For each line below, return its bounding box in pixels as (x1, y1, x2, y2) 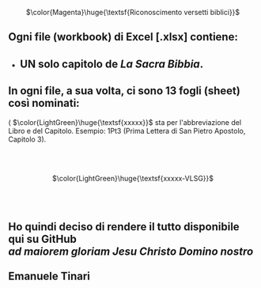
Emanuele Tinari (8, 269, 91, 282)
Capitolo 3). (8, 135, 47, 144)
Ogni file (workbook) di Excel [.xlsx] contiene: (8, 30, 239, 44)
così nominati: (8, 97, 81, 110)
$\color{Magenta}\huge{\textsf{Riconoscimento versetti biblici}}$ (25, 8, 240, 17)
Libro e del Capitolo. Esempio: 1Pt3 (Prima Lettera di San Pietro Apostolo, (8, 126, 246, 135)
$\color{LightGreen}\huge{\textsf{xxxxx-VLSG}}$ (51, 173, 214, 183)
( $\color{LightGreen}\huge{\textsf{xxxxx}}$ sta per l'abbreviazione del (8, 117, 242, 127)
